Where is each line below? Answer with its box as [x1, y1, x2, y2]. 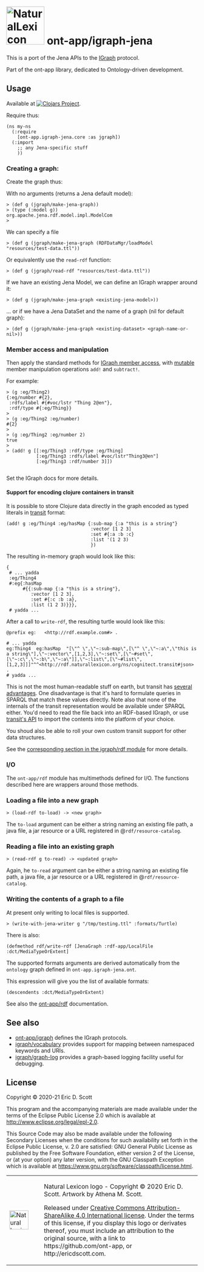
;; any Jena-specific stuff [17, 145, 88, 151]
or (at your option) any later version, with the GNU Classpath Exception [6, 1156, 184, 1163]
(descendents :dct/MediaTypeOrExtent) [6, 989, 104, 995]
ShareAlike [44, 1211, 75, 1220]
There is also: [6, 931, 41, 938]
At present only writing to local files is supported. [6, 909, 129, 916]
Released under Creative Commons [44, 1204, 146, 1212]
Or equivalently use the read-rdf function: [6, 256, 111, 263]
